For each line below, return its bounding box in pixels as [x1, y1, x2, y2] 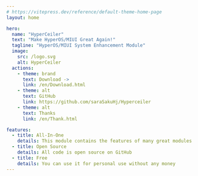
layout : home [6, 15, 40, 21]
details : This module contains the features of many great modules [17, 138, 192, 144]
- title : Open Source [12, 144, 67, 150]
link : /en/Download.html [22, 82, 86, 88]
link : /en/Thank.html [22, 116, 78, 122]
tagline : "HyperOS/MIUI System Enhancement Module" [12, 42, 146, 49]
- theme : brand [17, 70, 56, 76]
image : [12, 48, 29, 55]
